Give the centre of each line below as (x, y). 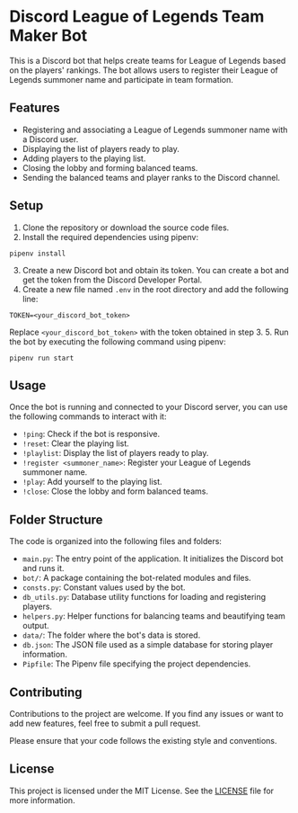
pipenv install (38, 254)
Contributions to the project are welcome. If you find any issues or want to (147, 714)
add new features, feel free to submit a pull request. (105, 723)
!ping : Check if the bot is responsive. (91, 434)
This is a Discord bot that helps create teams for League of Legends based (148, 60)
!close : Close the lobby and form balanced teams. (115, 491)
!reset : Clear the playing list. (76, 443)
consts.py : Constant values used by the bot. (104, 587)
